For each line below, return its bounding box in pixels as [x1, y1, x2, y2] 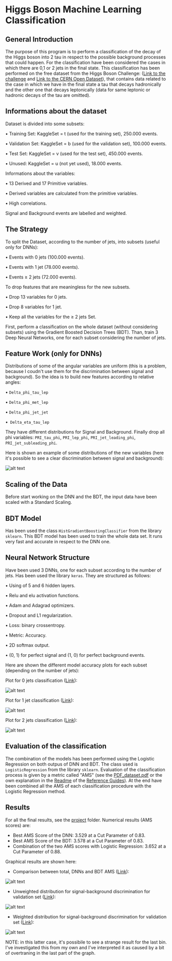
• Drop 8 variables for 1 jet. [5, 304, 63, 310]
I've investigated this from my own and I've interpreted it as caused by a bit [5, 944, 164, 950]
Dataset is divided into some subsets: [5, 121, 85, 127]
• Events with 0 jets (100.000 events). [5, 254, 85, 260]
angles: [5, 379, 21, 385]
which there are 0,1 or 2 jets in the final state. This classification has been [5, 65, 160, 71]
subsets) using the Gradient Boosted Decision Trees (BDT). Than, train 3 [5, 329, 158, 335]
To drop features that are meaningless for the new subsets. [5, 284, 131, 290]
